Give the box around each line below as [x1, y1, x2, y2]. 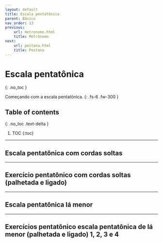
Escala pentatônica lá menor [5, 201, 93, 209]
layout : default [5, 7, 38, 12]
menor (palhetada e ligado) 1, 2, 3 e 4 [5, 230, 119, 239]
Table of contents [5, 108, 59, 116]
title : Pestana [14, 48, 45, 52]
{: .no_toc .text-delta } [5, 121, 49, 127]
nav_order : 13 [5, 20, 34, 26]
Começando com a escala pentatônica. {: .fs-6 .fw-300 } [5, 94, 119, 100]
